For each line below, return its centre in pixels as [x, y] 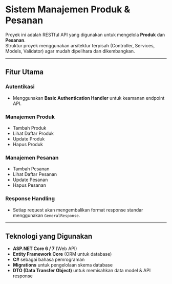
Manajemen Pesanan [32, 157]
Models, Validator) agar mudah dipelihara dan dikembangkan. [70, 51]
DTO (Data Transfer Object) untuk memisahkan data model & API [82, 271]
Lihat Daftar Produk [33, 133]
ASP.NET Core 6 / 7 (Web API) [45, 248]
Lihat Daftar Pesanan [35, 174]
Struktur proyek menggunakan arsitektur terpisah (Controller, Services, [80, 45]
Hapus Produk [28, 144]
